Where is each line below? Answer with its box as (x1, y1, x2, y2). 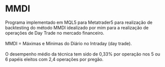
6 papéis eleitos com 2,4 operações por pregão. (5, 56, 104, 62)
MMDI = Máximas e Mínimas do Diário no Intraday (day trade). (5, 40, 132, 46)
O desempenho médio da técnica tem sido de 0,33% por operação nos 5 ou (5, 51, 161, 57)
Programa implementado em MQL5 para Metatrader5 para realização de (5, 19, 153, 25)
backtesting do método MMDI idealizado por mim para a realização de (5, 24, 149, 30)
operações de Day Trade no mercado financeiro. (5, 30, 105, 36)
